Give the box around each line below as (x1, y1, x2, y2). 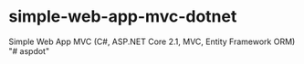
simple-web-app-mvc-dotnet (8, 6, 237, 27)
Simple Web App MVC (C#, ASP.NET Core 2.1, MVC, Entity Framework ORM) (8, 36, 296, 47)
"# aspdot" (8, 45, 50, 56)
